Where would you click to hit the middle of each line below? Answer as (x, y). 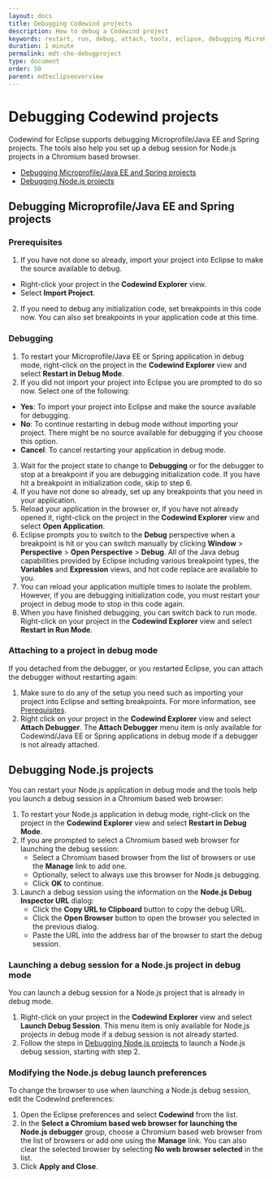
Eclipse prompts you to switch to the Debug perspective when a (128, 534)
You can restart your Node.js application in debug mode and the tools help (133, 790)
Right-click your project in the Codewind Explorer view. (113, 285)
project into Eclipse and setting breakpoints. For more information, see (138, 701)
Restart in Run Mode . (56, 629)
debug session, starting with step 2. (80, 1051)
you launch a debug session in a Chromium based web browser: (116, 798)
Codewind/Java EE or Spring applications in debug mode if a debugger (139, 736)
